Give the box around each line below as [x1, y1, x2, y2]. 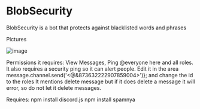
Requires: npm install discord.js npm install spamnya [6, 96, 136, 103]
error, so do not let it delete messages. [6, 84, 102, 91]
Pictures [6, 35, 27, 43]
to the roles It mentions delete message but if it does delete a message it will [6, 78, 195, 85]
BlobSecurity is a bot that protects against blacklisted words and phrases [6, 24, 187, 31]
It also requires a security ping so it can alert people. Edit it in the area [6, 65, 179, 72]
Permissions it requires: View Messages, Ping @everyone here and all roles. [6, 59, 193, 66]
